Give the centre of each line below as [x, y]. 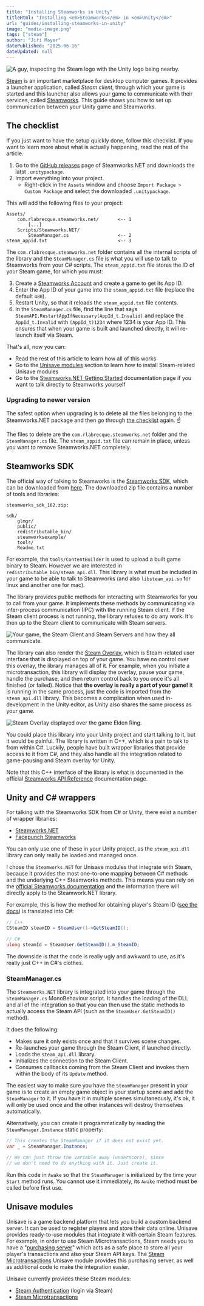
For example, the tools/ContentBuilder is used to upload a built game [93, 559]
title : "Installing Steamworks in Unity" [59, 12]
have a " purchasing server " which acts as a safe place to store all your [95, 1247]
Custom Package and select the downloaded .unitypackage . [97, 191]
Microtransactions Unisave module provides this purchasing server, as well [100, 1260]
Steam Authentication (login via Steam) [64, 1290]
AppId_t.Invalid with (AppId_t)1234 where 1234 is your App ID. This [100, 322]
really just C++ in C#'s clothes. [45, 963]
